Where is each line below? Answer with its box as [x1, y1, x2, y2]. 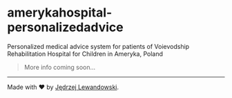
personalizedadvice [7, 19, 124, 35]
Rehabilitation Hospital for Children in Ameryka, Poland [7, 50, 164, 58]
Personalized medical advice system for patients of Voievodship [7, 42, 190, 50]
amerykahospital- [7, 5, 113, 21]
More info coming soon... [23, 63, 96, 71]
